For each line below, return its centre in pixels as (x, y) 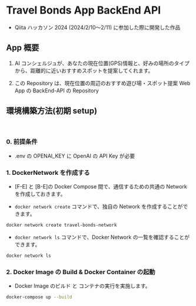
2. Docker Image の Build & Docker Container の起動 (81, 272)
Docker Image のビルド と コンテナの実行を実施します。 (83, 286)
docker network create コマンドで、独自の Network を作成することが (99, 207)
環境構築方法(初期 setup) (52, 111)
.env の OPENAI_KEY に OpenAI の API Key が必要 (75, 156)
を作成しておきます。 (40, 194)
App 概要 (23, 48)
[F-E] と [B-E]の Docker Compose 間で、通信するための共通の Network (101, 187)
